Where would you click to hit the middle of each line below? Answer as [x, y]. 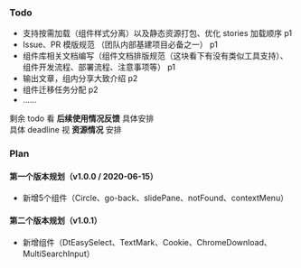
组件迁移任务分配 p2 [60, 90]
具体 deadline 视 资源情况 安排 [66, 130]
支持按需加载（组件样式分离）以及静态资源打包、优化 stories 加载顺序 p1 [157, 33]
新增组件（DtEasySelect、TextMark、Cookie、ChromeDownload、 [147, 242]
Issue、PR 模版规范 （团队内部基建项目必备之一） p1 [120, 45]
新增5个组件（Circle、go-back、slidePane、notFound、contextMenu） [155, 198]
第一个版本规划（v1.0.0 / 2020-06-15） [84, 176]
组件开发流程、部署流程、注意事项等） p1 [99, 67]
